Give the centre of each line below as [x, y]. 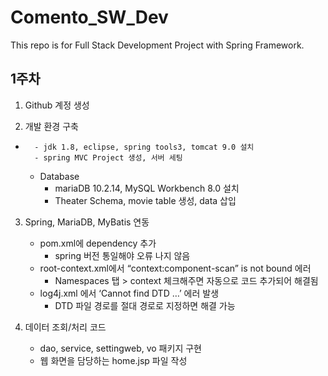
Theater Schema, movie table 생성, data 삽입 [145, 200]
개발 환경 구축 [51, 126]
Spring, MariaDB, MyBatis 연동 [87, 222]
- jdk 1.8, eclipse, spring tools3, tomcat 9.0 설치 [144, 147]
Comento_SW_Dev [89, 17]
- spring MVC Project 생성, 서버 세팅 [108, 157]
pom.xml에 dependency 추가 [98, 243]
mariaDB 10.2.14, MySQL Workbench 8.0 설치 [147, 188]
